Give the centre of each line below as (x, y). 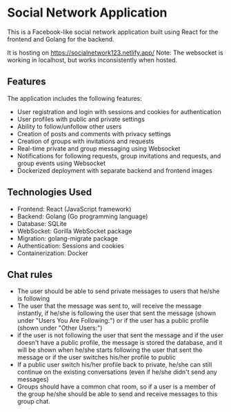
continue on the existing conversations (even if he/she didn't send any (117, 372)
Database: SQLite (42, 223)
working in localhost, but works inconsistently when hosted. (92, 59)
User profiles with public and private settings (81, 119)
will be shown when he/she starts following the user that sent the (110, 350)
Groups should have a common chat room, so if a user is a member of (116, 387)
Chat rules (30, 274)
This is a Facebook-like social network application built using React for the (113, 32)
